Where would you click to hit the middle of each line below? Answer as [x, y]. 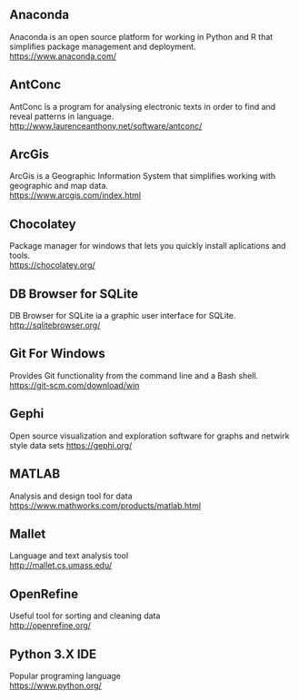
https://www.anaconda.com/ [63, 56]
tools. [20, 256]
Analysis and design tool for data [71, 496]
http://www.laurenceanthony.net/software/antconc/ [106, 125]
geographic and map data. [59, 186]
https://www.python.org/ [55, 685]
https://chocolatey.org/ [52, 265]
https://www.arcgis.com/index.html [75, 195]
